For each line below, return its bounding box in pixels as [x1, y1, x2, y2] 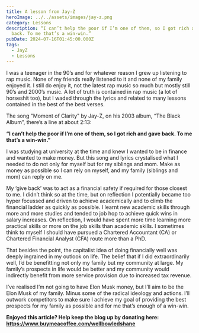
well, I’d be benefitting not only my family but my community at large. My [6, 259, 184, 266]
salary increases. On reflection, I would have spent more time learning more [6, 216, 191, 223]
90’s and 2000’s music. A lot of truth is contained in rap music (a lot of [6, 88, 178, 95]
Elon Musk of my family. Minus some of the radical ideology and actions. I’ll [6, 289, 190, 297]
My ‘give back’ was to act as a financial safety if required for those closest [6, 185, 188, 192]
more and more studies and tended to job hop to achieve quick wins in [6, 210, 178, 217]
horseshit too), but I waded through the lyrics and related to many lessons [6, 94, 187, 102]
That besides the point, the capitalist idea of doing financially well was [6, 246, 178, 253]
